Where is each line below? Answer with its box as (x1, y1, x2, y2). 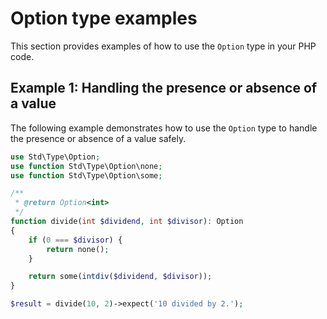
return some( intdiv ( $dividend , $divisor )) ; (28, 272, 213, 282)
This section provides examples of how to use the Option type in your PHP (10, 40, 317, 52)
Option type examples (10, 7, 198, 30)
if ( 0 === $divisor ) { (28, 235, 123, 245)
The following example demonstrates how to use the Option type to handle (10, 122, 318, 134)
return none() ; (46, 244, 110, 254)
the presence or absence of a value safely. (10, 132, 187, 144)
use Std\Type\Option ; (10, 152, 101, 162)
